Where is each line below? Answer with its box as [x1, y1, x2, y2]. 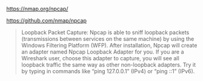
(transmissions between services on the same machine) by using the [21, 35, 194, 42]
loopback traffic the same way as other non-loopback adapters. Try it [21, 61, 196, 68]
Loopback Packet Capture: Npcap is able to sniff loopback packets [21, 29, 190, 36]
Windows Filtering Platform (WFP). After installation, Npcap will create [21, 42, 198, 49]
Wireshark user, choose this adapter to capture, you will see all [21, 55, 180, 62]
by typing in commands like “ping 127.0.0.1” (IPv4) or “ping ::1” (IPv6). [21, 68, 195, 75]
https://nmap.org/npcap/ [6, 5, 69, 12]
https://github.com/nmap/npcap [6, 17, 87, 24]
